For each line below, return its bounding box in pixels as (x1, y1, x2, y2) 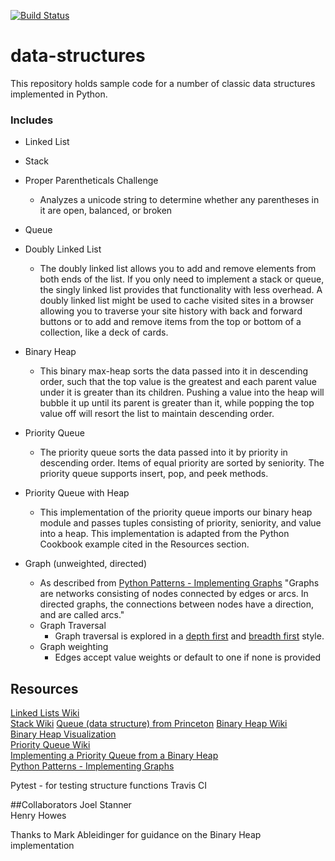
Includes (10, 113, 54, 127)
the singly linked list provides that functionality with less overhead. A (39, 284, 323, 296)
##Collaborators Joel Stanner (10, 799, 132, 811)
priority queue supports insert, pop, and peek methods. (39, 468, 269, 480)
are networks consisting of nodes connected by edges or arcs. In (39, 588, 309, 600)
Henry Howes (10, 810, 67, 822)
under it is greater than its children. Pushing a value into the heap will (39, 386, 325, 399)
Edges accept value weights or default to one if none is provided (54, 651, 322, 664)
